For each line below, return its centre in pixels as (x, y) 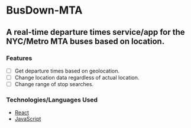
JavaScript (28, 119)
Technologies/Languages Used (52, 100)
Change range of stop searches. (54, 84)
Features (19, 58)
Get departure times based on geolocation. (67, 71)
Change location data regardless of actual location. (77, 77)
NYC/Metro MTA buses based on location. (85, 41)
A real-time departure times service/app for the (96, 32)
